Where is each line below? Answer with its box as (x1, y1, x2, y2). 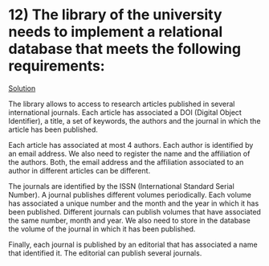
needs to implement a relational (8, 23, 223, 41)
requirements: (8, 57, 106, 76)
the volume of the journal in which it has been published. (8, 223, 196, 234)
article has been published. (8, 125, 99, 134)
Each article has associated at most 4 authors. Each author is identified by (8, 140, 254, 149)
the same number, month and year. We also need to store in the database (8, 215, 251, 225)
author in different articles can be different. (8, 166, 151, 175)
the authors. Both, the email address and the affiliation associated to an (8, 157, 244, 166)
